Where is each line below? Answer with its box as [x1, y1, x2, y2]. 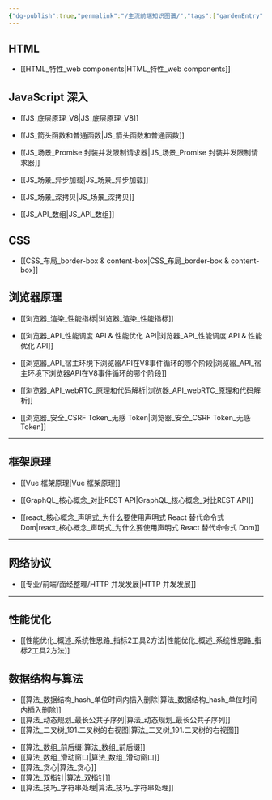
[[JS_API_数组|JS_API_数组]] [19, 210, 115, 219]
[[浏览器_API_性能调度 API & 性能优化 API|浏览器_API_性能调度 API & [19, 330, 247, 340]
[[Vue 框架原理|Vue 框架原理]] [19, 478, 121, 487]
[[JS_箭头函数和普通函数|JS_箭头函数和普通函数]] [19, 130, 185, 140]
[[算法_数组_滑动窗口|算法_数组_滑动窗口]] [19, 752, 160, 762]
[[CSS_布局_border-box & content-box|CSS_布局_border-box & [19, 256, 229, 266]
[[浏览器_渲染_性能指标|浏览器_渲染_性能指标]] [19, 313, 174, 323]
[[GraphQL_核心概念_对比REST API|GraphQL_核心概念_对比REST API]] [19, 495, 253, 504]
